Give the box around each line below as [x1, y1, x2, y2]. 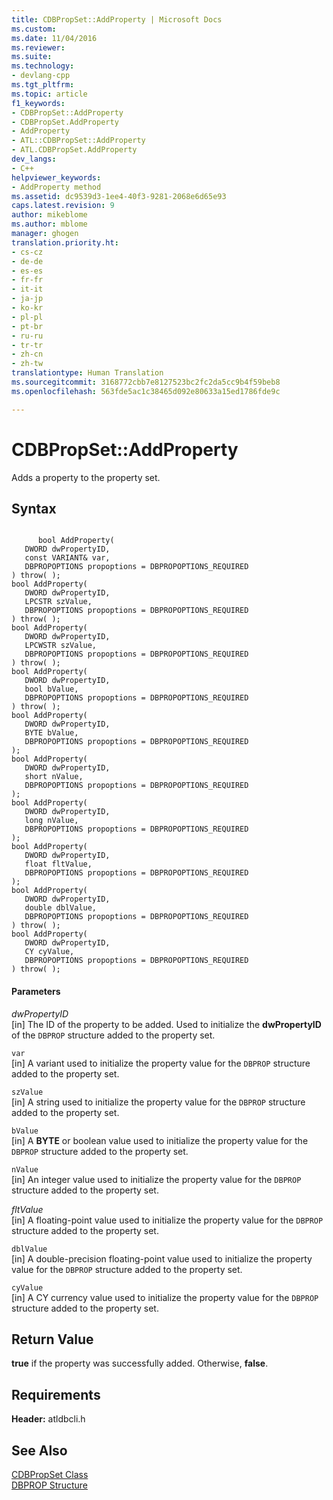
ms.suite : [11, 52, 53, 62]
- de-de [11, 256, 44, 266]
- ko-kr [11, 303, 44, 313]
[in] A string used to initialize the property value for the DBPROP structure [11, 1096, 306, 1108]
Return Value [11, 1331, 94, 1348]
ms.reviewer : [11, 42, 66, 53]
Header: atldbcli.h [11, 1413, 86, 1425]
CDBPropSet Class [11, 1469, 89, 1481]
